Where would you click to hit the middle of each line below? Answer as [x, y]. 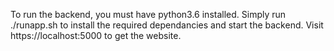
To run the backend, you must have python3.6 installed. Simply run [148, 14]
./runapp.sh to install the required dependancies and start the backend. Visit [167, 25]
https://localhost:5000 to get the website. [96, 35]
